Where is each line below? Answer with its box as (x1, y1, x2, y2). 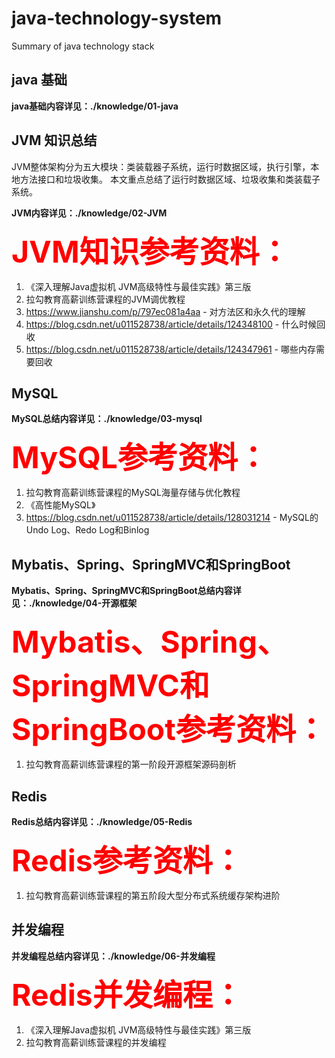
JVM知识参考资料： (11, 232, 290, 271)
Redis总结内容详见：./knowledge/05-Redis (11, 816, 193, 827)
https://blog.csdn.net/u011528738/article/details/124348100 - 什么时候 (25, 318, 318, 330)
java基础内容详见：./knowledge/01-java (11, 100, 179, 112)
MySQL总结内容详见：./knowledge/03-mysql (11, 413, 203, 425)
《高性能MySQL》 (25, 499, 96, 511)
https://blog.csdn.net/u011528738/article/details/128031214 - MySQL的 (25, 512, 319, 524)
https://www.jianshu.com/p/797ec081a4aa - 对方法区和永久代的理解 (25, 305, 306, 317)
